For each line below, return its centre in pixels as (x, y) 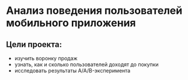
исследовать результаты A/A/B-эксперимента (72, 70)
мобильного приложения (71, 23)
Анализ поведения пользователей (94, 11)
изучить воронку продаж (46, 58)
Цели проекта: (34, 44)
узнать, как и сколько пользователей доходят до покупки (86, 64)
